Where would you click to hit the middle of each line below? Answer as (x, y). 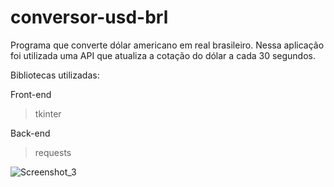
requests (53, 152)
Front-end (31, 94)
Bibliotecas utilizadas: (55, 75)
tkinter (48, 113)
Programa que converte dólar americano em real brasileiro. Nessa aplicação (167, 45)
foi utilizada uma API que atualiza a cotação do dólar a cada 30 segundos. (163, 55)
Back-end (30, 133)
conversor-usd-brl (89, 17)
